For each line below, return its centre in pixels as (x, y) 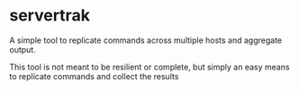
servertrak (50, 16)
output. (23, 49)
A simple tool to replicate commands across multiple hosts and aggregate (146, 40)
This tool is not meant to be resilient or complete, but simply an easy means (149, 67)
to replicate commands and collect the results (94, 76)
